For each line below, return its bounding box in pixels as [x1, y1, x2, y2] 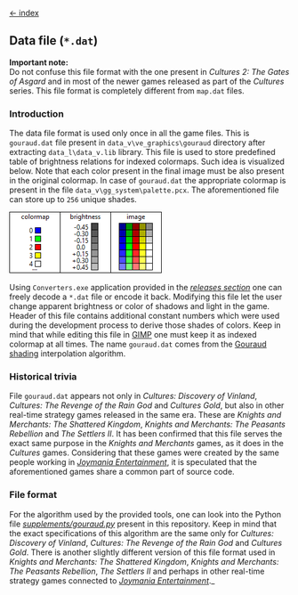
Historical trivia [9, 371, 77, 383]
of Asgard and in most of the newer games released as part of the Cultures [9, 76, 285, 86]
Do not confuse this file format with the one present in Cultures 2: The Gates [9, 66, 290, 77]
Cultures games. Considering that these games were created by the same [9, 447, 280, 458]
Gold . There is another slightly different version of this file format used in [9, 547, 276, 558]
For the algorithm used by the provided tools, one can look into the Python [9, 509, 282, 519]
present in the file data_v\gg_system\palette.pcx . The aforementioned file [9, 184, 279, 195]
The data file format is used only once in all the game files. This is [9, 128, 250, 139]
